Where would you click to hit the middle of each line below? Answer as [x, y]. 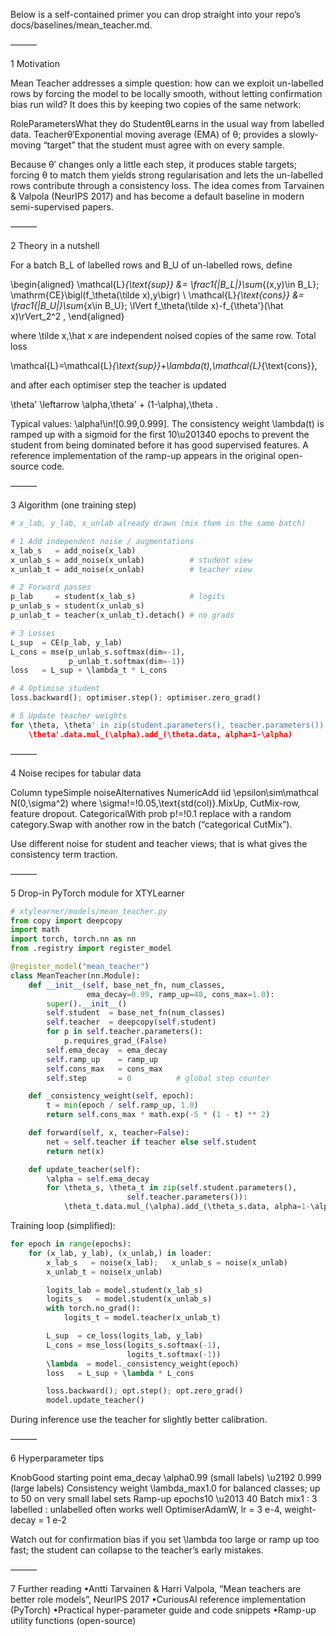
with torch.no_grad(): [93, 1309]
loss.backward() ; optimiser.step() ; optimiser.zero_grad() [136, 698]
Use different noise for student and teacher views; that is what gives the [159, 843]
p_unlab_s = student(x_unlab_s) [77, 606]
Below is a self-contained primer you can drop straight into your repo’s [155, 14]
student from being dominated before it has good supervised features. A [159, 445]
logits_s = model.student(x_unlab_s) [129, 1299]
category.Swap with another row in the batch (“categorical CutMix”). [151, 824]
